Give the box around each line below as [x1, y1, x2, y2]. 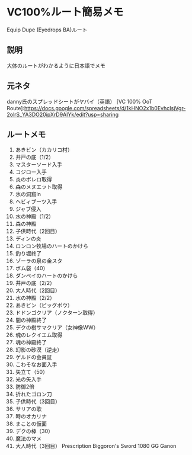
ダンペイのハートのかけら [15, 272, 78, 279]
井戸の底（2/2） [15, 280, 55, 287]
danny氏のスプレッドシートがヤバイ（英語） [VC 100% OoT [7, 98, 153, 105]
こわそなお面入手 [15, 361, 57, 368]
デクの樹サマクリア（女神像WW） [15, 324, 99, 331]
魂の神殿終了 [15, 339, 47, 346]
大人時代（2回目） [15, 287, 61, 294]
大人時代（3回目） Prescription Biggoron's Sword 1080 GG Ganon [15, 443, 177, 450]
